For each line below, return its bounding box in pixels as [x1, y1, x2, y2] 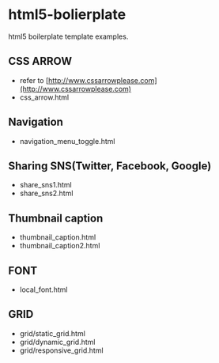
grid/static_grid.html [19, 328, 85, 338]
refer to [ [19, 75, 49, 85]
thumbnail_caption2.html [19, 241, 100, 251]
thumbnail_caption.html [19, 233, 96, 242]
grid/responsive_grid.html [19, 346, 104, 355]
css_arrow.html [19, 93, 70, 102]
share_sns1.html [19, 180, 73, 190]
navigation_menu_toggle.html [19, 136, 115, 146]
